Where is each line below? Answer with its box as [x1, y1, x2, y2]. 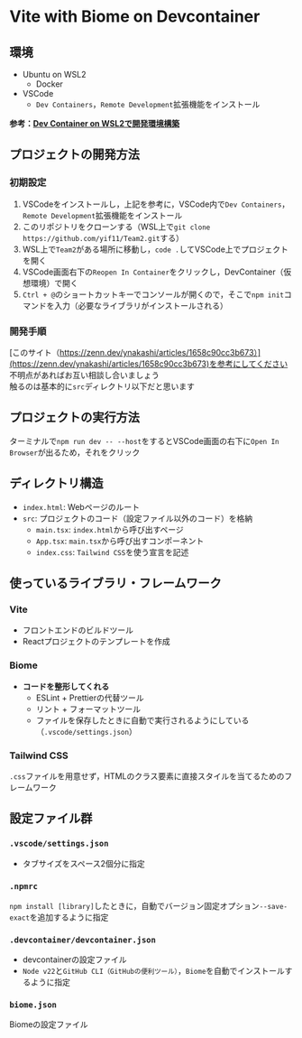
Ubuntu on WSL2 [22, 70, 87, 79]
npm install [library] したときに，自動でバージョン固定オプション [9, 900, 260, 911]
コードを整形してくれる [22, 681, 110, 691]
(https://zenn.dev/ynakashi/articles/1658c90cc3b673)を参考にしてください [9, 358, 288, 369]
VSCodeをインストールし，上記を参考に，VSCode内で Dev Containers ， [22, 199, 290, 209]
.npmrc [9, 881, 39, 891]
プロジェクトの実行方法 [9, 410, 140, 425]
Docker [35, 79, 63, 89]
